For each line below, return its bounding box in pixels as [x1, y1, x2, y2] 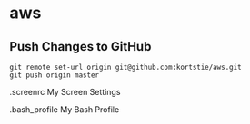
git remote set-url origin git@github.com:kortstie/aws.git [9, 62, 243, 72]
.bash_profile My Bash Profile [9, 104, 120, 115]
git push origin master [9, 71, 100, 80]
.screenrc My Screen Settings [9, 87, 121, 97]
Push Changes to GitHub [9, 39, 152, 54]
